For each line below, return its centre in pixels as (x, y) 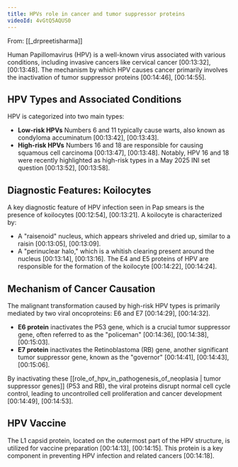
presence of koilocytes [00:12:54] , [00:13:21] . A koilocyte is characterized (115, 215)
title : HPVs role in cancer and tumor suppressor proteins (96, 14)
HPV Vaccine (37, 423)
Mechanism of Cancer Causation (81, 289)
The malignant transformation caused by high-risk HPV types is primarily (114, 305)
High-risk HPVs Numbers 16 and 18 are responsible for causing (110, 145)
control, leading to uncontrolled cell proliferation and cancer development (115, 393)
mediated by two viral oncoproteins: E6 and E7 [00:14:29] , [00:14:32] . (109, 313)
